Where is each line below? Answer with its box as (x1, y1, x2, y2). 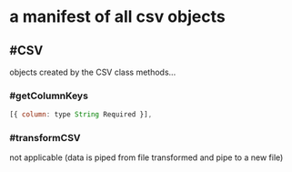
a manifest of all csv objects (9, 6, 226, 27)
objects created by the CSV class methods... (9, 66, 176, 77)
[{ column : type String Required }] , (9, 110, 153, 119)
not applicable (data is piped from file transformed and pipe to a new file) (9, 152, 284, 163)
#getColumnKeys (9, 89, 89, 102)
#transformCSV (9, 132, 81, 145)
